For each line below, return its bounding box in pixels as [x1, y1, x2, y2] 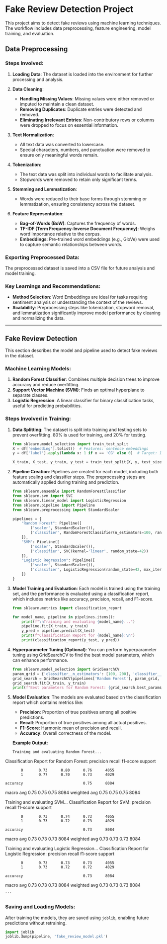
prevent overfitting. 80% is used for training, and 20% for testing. [12, 431, 147, 438]
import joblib [5, 930, 35, 935]
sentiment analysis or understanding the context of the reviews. [12, 299, 143, 305]
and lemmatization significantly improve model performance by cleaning [12, 310, 161, 316]
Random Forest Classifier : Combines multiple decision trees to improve [12, 376, 160, 382]
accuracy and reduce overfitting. [12, 382, 80, 388]
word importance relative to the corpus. [19, 231, 101, 237]
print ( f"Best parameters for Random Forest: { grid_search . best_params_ [12, 685, 164, 690]
